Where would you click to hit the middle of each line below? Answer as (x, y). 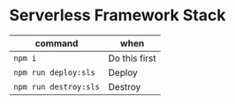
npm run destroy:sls (57, 86)
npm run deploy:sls (54, 72)
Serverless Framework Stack (117, 15)
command (57, 43)
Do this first (132, 58)
